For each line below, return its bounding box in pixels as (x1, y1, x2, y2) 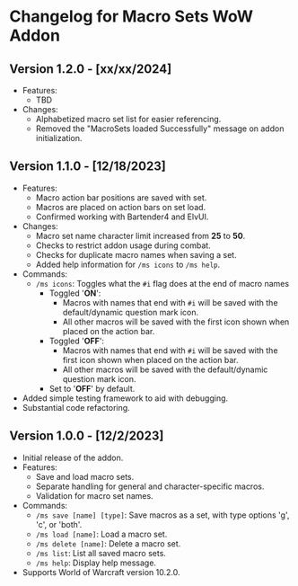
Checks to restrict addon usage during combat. (35, 240, 211, 251)
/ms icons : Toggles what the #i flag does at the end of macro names (35, 278, 290, 289)
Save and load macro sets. (35, 471, 135, 482)
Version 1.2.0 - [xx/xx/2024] (9, 61, 172, 76)
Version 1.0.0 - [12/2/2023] (9, 429, 164, 444)
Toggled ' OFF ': (48, 335, 105, 346)
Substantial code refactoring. (22, 402, 130, 413)
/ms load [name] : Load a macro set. (35, 528, 168, 539)
